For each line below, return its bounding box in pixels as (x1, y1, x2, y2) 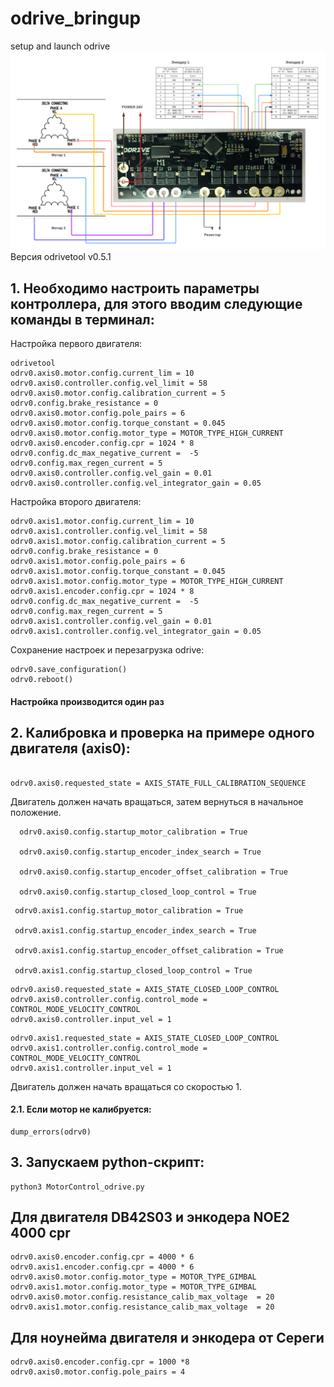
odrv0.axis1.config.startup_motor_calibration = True (14, 905, 244, 916)
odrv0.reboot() (10, 675, 74, 685)
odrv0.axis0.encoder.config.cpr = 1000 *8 (10, 1357, 190, 1367)
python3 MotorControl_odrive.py (10, 1182, 145, 1192)
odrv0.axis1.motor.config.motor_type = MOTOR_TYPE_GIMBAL (10, 1282, 257, 1292)
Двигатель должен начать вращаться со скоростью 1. (10, 1080, 242, 1092)
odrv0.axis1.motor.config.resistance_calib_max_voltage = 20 (10, 1302, 275, 1312)
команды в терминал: (10, 311, 155, 328)
